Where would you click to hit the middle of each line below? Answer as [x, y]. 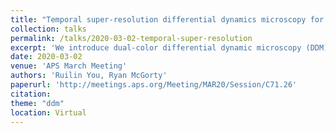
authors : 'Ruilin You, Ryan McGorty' [89, 76]
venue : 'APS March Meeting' [69, 66]
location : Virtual [48, 112]
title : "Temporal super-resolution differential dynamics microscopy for [167, 19]
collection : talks [48, 29]
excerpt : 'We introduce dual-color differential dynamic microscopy [156, 47]
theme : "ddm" [37, 103]
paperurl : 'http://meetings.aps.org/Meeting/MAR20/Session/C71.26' [154, 85]
